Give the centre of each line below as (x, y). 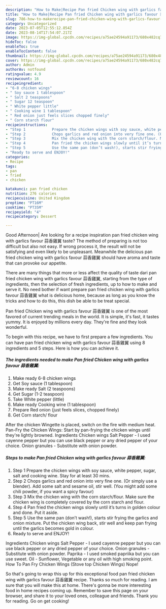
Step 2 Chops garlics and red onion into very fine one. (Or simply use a (85, 481)
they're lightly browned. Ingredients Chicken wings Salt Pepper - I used (78, 435)
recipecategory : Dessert (31, 217)
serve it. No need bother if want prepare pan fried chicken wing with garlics (83, 290)
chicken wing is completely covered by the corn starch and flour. (79, 502)
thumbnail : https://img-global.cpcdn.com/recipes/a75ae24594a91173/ (77, 56)
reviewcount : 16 (22, 79)
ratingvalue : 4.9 (23, 74)
